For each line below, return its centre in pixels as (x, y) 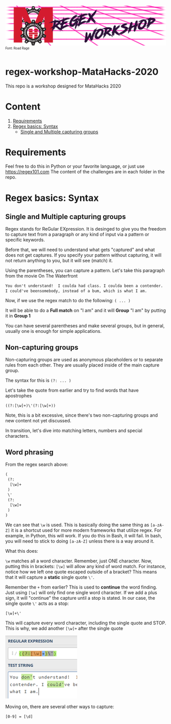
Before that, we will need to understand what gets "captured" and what (80, 250)
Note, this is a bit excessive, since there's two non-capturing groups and (82, 415)
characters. (17, 436)
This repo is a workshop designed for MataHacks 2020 (63, 86)
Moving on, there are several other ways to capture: (60, 707)
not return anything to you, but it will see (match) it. (59, 261)
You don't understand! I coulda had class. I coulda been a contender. (84, 286)
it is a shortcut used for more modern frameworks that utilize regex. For (86, 530)
